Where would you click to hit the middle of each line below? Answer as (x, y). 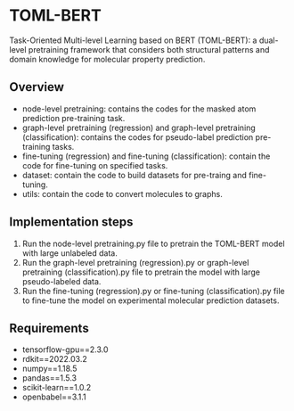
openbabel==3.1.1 (54, 397)
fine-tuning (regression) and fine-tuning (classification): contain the (146, 156)
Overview (37, 87)
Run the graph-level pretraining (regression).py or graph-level (135, 262)
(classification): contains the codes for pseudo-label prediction (138, 137)
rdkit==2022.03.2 (54, 359)
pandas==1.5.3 (49, 378)
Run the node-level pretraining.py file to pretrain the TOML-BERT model (153, 243)
